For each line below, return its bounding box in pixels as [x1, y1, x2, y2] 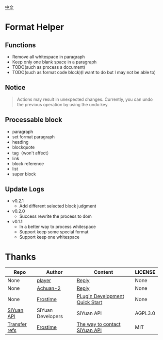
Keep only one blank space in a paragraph [12, 59, 97, 65]
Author [46, 269, 63, 276]
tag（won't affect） [12, 150, 51, 156]
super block [12, 171, 36, 177]
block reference [12, 160, 44, 167]
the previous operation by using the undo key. [16, 101, 109, 107]
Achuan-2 [36, 285, 61, 292]
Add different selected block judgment [19, 203, 97, 209]
